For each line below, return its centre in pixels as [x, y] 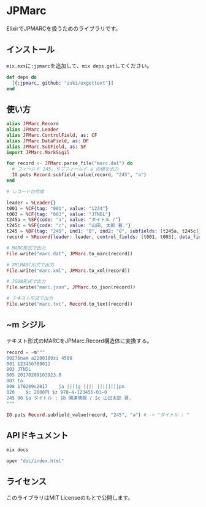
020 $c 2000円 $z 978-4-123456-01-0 [57, 392]
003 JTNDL [19, 370]
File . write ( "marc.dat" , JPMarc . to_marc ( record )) [70, 253]
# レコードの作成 [25, 192]
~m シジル [26, 325]
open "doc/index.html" [35, 461]
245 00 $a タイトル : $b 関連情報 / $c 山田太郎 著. [69, 398]
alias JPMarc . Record [33, 124]
